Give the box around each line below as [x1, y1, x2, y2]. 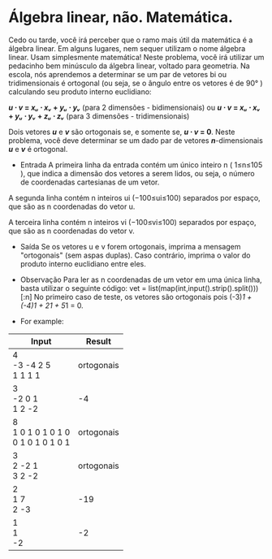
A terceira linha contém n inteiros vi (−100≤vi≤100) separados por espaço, [8, 217, 257, 227]
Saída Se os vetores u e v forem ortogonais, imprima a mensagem [19, 241, 241, 251]
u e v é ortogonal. [8, 144, 68, 154]
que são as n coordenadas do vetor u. [8, 201, 136, 211]
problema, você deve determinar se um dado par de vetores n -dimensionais [8, 135, 264, 145]
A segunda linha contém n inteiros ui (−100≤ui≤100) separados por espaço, [8, 193, 261, 202]
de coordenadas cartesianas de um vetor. [19, 177, 160, 187]
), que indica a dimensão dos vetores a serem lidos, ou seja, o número [19, 168, 255, 178]
